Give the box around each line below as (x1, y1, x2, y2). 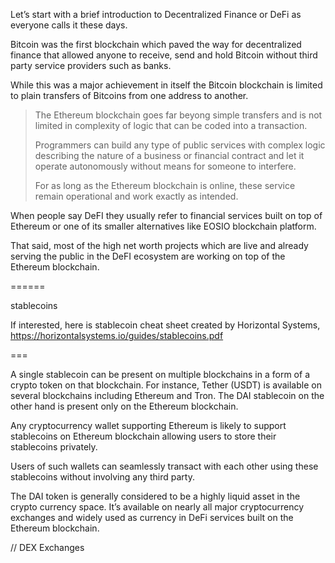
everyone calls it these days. (10, 19, 128, 31)
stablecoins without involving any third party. (10, 471, 195, 483)
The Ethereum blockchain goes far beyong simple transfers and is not (34, 109, 323, 121)
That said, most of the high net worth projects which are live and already (10, 240, 309, 251)
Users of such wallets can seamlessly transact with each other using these (10, 460, 319, 472)
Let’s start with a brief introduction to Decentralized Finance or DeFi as (10, 9, 302, 20)
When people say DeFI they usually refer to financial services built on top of (10, 210, 323, 221)
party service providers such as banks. (10, 60, 172, 71)
